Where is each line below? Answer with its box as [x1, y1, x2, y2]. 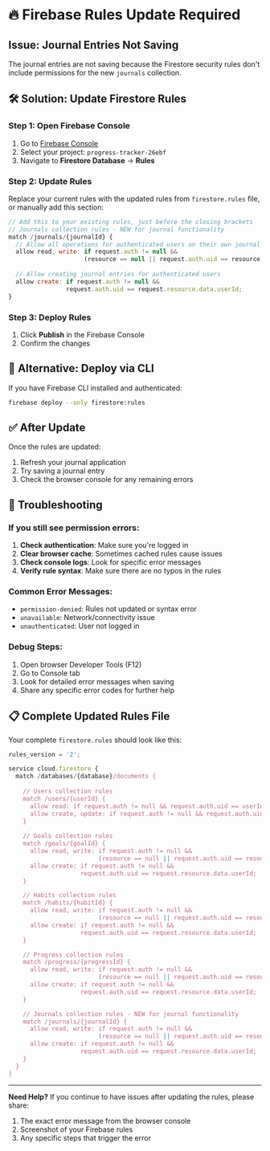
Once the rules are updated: [8, 442, 101, 451]
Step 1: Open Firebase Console [8, 120, 131, 132]
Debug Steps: [8, 641, 63, 652]
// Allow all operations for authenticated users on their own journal [15, 240, 261, 248]
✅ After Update [8, 420, 86, 435]
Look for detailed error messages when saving [19, 676, 174, 686]
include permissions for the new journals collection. [8, 68, 182, 77]
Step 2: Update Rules [8, 175, 92, 186]
